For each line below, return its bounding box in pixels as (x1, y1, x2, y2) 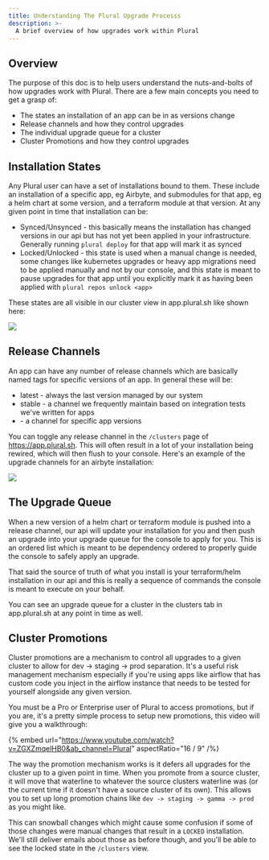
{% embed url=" (8, 735, 63, 745)
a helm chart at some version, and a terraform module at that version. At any (8, 198, 261, 208)
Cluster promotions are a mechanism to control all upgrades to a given (8, 653, 241, 663)
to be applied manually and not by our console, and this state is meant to (19, 265, 261, 275)
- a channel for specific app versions (19, 416, 142, 425)
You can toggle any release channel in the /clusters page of (8, 432, 209, 441)
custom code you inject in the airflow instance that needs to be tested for (8, 678, 251, 688)
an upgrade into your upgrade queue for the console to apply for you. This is (8, 534, 262, 544)
